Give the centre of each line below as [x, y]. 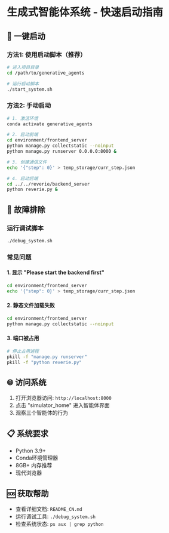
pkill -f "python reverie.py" [44, 362]
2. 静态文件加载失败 [31, 306]
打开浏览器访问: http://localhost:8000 [64, 398]
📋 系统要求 [28, 433]
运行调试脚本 [25, 228]
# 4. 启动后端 [22, 178]
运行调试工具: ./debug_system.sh [56, 516]
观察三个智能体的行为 [42, 413]
